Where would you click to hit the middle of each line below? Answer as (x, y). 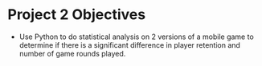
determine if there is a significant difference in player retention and (129, 45)
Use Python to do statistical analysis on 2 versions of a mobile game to (136, 37)
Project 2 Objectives (77, 15)
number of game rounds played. (72, 53)
